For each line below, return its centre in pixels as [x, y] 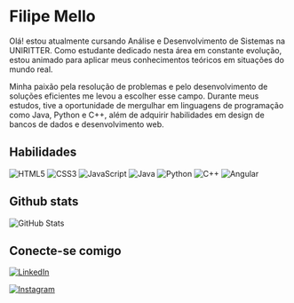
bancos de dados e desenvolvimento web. [87, 124]
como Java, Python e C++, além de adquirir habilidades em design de [137, 115]
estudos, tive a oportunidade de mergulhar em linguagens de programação [147, 105]
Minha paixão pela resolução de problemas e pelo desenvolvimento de [139, 86]
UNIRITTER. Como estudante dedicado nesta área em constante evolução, [146, 50]
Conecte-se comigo [65, 251]
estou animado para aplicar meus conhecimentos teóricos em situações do [147, 60]
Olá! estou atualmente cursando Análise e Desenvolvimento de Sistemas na [147, 41]
